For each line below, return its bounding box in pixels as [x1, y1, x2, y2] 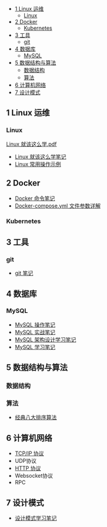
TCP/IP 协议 [14, 450, 45, 457]
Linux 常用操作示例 [14, 160, 61, 168]
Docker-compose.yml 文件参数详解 [14, 202, 101, 209]
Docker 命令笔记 [14, 195, 55, 202]
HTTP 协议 [14, 465, 42, 472]
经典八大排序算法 [14, 414, 57, 421]
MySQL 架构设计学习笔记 [14, 335, 76, 343]
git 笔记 [14, 269, 34, 277]
